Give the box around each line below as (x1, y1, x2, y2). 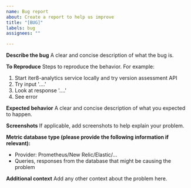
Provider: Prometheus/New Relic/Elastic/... (14, 151, 118, 159)
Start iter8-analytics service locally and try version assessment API (14, 75, 177, 82)
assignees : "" (6, 31, 41, 36)
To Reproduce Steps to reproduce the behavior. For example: (6, 63, 155, 70)
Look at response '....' (14, 87, 67, 94)
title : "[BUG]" (6, 19, 43, 25)
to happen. (6, 111, 32, 118)
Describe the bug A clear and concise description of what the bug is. (6, 52, 174, 59)
